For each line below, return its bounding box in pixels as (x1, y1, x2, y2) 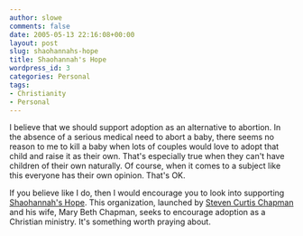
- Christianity (9, 89, 67, 98)
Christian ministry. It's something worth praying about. (9, 216, 212, 227)
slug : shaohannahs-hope (9, 47, 99, 56)
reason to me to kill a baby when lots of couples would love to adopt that (9, 141, 280, 152)
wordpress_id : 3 (9, 64, 70, 73)
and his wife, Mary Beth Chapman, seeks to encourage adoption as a (9, 207, 266, 218)
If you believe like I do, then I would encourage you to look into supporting (9, 187, 285, 199)
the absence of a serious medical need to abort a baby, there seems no (9, 132, 275, 143)
